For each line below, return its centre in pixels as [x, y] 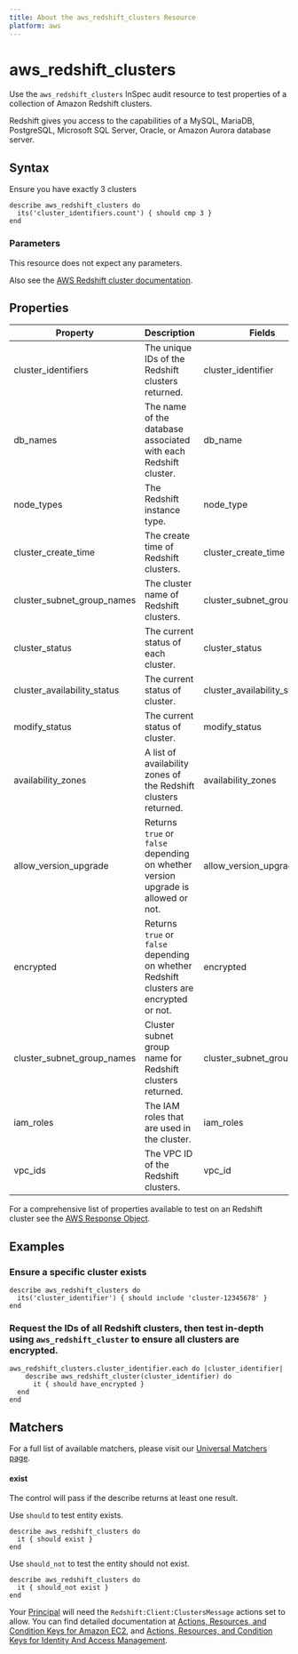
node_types [38, 505]
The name [166, 407]
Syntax [29, 168]
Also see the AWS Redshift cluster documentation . [101, 280]
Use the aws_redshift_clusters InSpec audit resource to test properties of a [148, 94]
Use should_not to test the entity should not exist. [100, 1564]
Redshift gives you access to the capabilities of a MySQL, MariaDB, [132, 121]
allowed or [167, 898]
